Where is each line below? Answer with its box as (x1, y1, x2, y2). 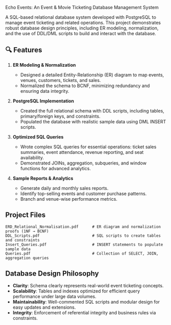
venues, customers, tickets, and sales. (20, 77, 101, 83)
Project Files (5, 211, 46, 220)
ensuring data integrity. (20, 88, 69, 94)
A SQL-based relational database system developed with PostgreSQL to (5, 14, 157, 20)
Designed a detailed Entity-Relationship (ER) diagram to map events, (20, 71, 164, 78)
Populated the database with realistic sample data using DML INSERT (20, 118, 166, 124)
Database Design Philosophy (5, 269, 99, 278)
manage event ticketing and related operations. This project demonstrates (5, 20, 161, 25)
